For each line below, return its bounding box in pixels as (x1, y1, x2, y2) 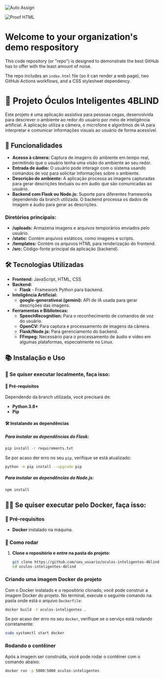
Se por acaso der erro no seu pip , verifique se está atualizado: (5, 455, 131, 461)
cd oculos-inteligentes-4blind (12, 564, 76, 569)
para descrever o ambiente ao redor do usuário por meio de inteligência (5, 117, 150, 122)
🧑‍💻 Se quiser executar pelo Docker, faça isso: (5, 501, 146, 509)
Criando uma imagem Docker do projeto (5, 576, 102, 583)
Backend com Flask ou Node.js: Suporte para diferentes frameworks (12, 191, 152, 197)
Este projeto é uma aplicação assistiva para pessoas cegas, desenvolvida (5, 111, 153, 118)
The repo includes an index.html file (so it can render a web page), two (5, 73, 149, 79)
